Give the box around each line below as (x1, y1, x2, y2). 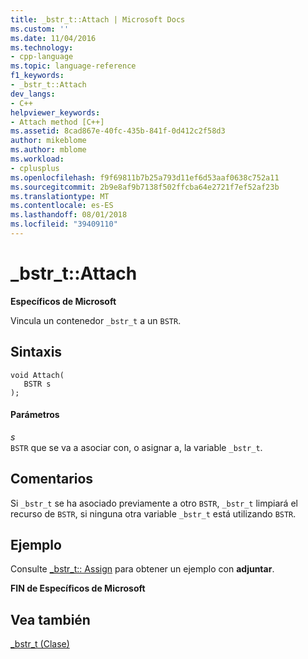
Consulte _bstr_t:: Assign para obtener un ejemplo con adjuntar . (10, 563, 275, 575)
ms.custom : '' (10, 24, 70, 34)
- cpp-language (10, 52, 74, 62)
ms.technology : (10, 42, 74, 53)
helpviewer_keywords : (10, 107, 101, 118)
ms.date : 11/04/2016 (10, 33, 97, 43)
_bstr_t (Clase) (10, 638, 70, 650)
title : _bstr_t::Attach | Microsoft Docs (10, 14, 186, 25)
